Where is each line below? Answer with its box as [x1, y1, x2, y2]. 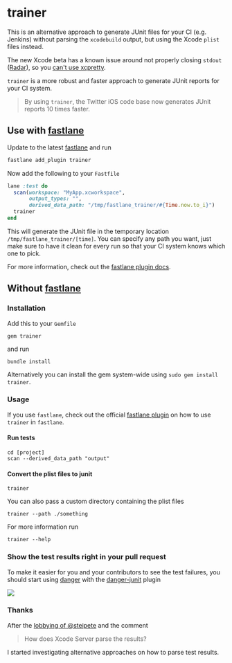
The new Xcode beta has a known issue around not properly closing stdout [7, 55, 222, 64]
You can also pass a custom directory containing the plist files [7, 497, 185, 506]
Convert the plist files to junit [7, 469, 93, 478]
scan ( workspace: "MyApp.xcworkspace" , [13, 189, 126, 196]
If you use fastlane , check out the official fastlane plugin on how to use [7, 410, 211, 419]
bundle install [7, 358, 51, 365]
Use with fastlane [7, 125, 84, 136]
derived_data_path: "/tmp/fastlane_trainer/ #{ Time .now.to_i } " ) [28, 202, 215, 209]
